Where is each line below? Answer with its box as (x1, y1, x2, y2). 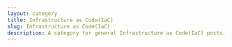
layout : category (7, 10, 58, 17)
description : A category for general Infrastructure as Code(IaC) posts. (7, 29, 226, 37)
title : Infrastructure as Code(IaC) (7, 17, 114, 23)
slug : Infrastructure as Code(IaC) (7, 23, 111, 30)
